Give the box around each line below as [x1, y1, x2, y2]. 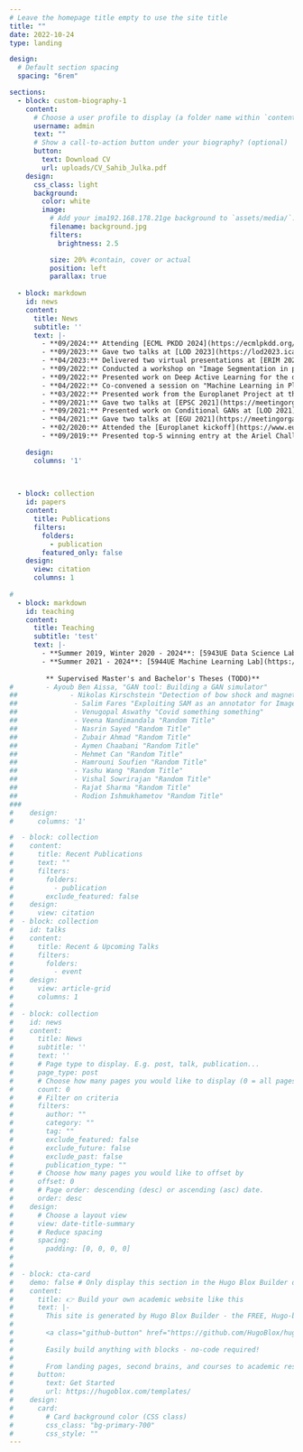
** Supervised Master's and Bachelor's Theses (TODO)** [45, 674, 260, 683]
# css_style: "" [9, 1429, 99, 1438]
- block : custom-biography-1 [17, 96, 127, 105]
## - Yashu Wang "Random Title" [9, 767, 183, 776]
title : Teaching [32, 624, 95, 633]
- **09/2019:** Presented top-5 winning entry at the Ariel [41, 432, 272, 441]
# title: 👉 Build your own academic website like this [9, 1295, 244, 1304]
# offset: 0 [9, 1177, 75, 1187]
